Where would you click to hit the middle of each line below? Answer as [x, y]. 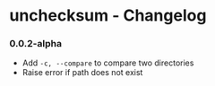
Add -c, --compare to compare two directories [108, 63]
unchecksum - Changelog [108, 16]
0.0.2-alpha [36, 44]
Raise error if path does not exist [82, 73]
